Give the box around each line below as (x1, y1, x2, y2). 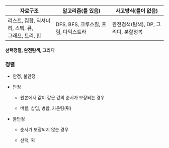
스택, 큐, (15, 25, 34, 32)
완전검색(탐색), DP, (112, 21, 155, 28)
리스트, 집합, (8, 17, 35, 24)
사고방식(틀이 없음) (115, 8, 158, 14)
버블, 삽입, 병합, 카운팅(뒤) (20, 105, 72, 111)
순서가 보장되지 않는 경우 (20, 126, 69, 132)
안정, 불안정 (12, 73, 36, 79)
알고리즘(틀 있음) (62, 8, 101, 14)
